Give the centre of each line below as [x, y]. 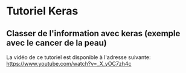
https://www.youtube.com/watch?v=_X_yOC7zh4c [69, 64]
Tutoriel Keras [42, 11]
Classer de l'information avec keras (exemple [93, 33]
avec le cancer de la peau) [56, 43]
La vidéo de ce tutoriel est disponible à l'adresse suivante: [79, 57]
